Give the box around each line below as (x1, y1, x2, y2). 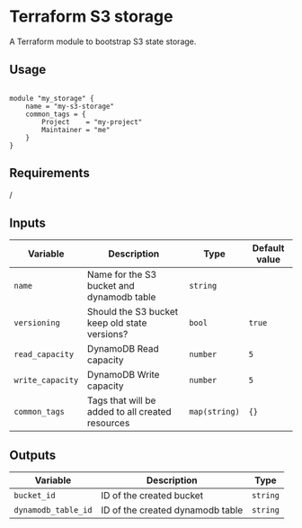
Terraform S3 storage (9, 6, 173, 27)
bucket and (86, 280, 135, 292)
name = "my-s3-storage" (25, 102, 115, 111)
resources (86, 416, 130, 429)
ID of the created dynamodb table (101, 504, 244, 516)
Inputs (9, 215, 47, 230)
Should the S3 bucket (86, 306, 178, 318)
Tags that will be (86, 394, 156, 407)
